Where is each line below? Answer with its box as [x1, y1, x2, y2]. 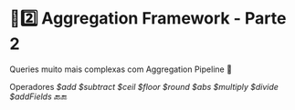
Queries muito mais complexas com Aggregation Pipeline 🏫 [9, 64, 233, 75]
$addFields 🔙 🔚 [9, 91, 68, 102]
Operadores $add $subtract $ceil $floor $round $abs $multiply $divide [9, 81, 279, 92]
